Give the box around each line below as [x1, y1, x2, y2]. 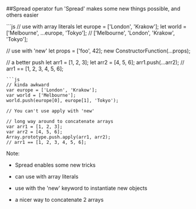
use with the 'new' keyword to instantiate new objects [14, 185, 148, 192]
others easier [6, 11, 39, 19]
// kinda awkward [6, 82, 50, 88]
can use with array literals [14, 173, 79, 180]
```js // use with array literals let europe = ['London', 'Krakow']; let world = [6, 23, 187, 30]
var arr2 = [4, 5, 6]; [6, 129, 63, 135]
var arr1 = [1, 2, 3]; [6, 124, 63, 130]
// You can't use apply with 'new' [6, 108, 95, 114]
